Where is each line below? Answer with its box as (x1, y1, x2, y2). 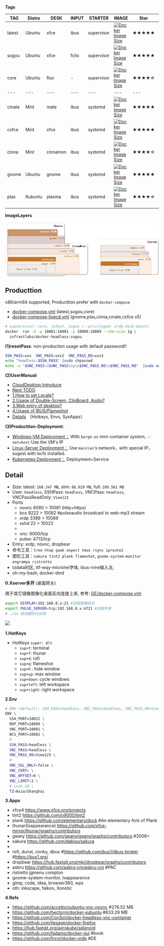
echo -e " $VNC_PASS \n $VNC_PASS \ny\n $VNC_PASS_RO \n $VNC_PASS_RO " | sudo (5, 364, 154, 369)
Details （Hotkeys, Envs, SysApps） (12, 414, 85, 420)
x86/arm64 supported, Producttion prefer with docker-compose (5, 299, 130, 305)
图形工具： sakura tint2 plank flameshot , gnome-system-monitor (12, 553, 142, 559)
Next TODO (12, 387, 36, 393)
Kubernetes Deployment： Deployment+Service (12, 456, 109, 462)
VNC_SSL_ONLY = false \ (9, 763, 54, 768)
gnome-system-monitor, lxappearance (12, 875, 90, 881)
